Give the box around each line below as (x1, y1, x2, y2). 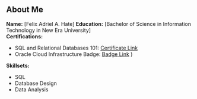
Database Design (14, 80, 58, 87)
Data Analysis (14, 85, 49, 93)
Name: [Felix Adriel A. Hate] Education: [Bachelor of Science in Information (6, 20, 192, 27)
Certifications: (6, 32, 43, 40)
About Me (6, 5, 43, 15)
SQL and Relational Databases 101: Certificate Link (14, 44, 138, 51)
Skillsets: (6, 62, 30, 69)
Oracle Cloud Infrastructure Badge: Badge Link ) (14, 50, 133, 58)
